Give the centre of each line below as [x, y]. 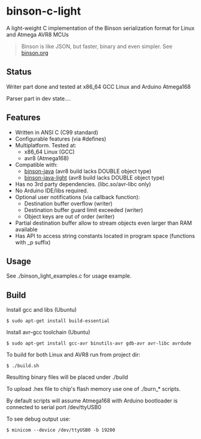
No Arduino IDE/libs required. [52, 191]
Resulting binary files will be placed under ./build [67, 377]
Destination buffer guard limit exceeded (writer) [83, 210]
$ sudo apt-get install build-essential [58, 321]
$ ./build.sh [23, 366]
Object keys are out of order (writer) [69, 216]
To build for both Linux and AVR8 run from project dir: [73, 355]
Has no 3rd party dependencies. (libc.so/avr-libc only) [83, 184]
